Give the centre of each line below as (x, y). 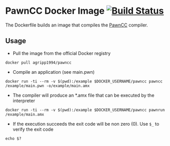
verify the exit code (33, 129)
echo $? (13, 138)
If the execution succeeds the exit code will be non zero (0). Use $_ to (86, 124)
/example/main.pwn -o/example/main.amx (48, 86)
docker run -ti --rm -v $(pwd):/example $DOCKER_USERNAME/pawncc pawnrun (85, 110)
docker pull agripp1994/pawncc (38, 63)
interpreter (24, 100)
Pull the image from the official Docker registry (62, 53)
